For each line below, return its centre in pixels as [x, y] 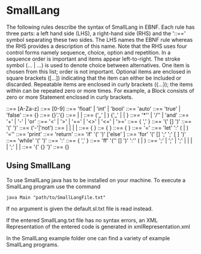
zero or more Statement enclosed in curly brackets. [70, 97]
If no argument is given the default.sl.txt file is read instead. [79, 208]
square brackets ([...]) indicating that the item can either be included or [94, 78]
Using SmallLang [38, 166]
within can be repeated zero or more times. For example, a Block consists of [100, 90]
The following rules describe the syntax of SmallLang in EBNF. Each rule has [100, 27]
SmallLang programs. [32, 244]
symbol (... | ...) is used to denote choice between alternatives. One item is [98, 65]
